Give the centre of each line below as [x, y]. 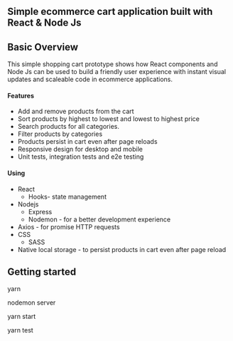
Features [21, 95]
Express [40, 211]
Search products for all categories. [68, 127]
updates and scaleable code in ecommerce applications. [90, 79]
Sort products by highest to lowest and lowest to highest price [109, 119]
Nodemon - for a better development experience [99, 219]
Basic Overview [43, 47]
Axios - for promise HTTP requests [69, 226]
